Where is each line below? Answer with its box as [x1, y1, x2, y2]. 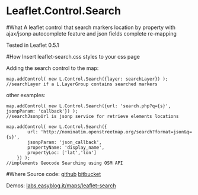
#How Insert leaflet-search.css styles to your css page [6, 53, 140, 60]
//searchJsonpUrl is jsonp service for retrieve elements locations [6, 113, 179, 119]
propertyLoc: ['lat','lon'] [27, 149, 97, 155]
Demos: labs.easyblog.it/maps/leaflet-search [6, 182, 117, 189]
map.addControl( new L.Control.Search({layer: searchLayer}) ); [6, 76, 168, 82]
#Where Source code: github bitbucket [6, 170, 101, 177]
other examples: [6, 91, 46, 98]
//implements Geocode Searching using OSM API [6, 160, 123, 166]
